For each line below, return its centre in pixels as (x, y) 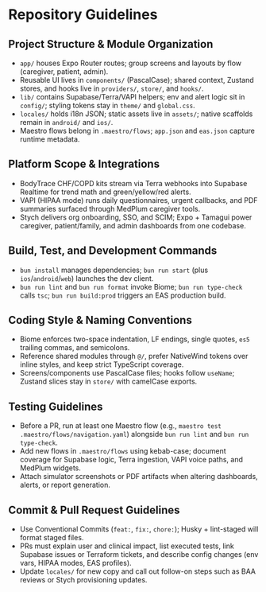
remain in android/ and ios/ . (66, 122)
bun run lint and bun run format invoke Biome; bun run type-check (131, 286)
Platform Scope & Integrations (84, 164)
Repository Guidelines (83, 15)
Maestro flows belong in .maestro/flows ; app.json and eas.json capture (137, 130)
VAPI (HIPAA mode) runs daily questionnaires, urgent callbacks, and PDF (139, 200)
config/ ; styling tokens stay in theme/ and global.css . (108, 105)
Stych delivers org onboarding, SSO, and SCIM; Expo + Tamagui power (136, 217)
